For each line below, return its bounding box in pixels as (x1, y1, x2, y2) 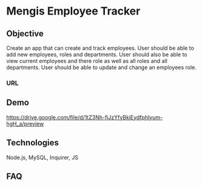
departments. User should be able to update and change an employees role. (6, 64, 197, 71)
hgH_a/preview (6, 120, 44, 127)
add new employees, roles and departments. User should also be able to (6, 51, 187, 58)
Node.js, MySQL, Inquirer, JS (6, 153, 79, 161)
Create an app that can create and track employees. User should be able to (6, 44, 194, 51)
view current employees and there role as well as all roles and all (6, 58, 168, 64)
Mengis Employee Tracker (6, 4, 141, 18)
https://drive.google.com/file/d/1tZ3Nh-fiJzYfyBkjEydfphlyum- (6, 113, 163, 121)
